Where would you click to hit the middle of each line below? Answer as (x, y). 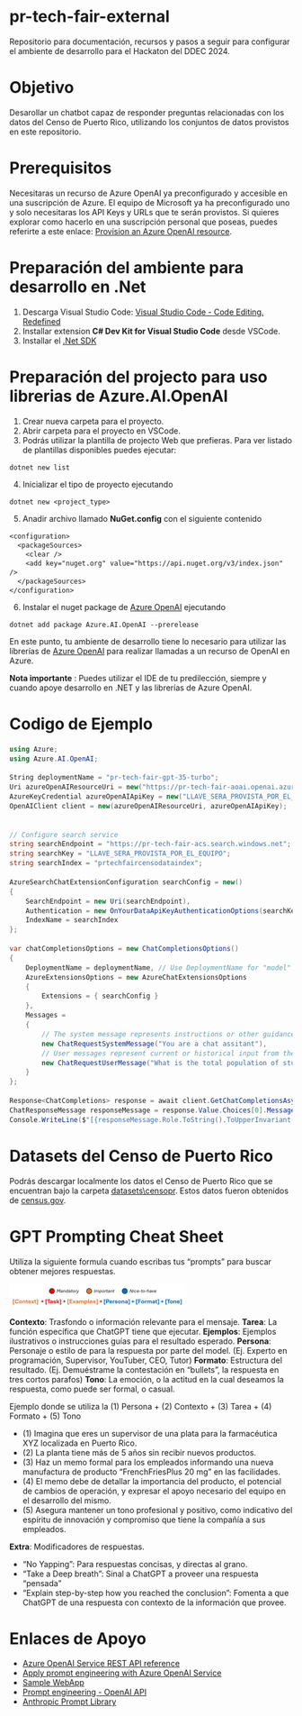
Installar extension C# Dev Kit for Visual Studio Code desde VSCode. (151, 331)
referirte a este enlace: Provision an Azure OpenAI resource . (120, 231)
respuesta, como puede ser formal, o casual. (92, 1389)
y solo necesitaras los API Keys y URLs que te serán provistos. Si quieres (144, 212)
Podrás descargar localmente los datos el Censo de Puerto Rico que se (141, 1181)
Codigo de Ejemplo (81, 724)
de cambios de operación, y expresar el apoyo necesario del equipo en (154, 1491)
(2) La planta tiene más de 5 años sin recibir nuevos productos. (139, 1452)
